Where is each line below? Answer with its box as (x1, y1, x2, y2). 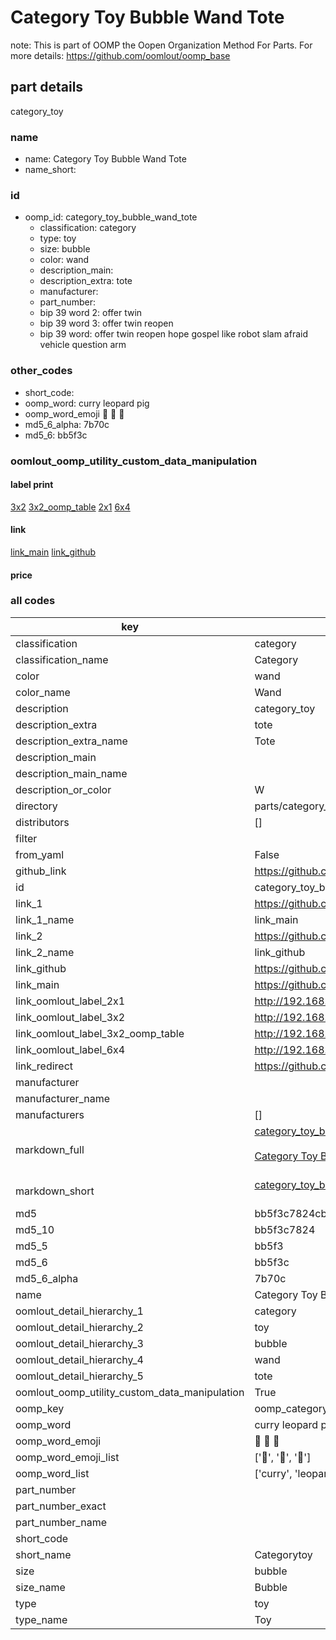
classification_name (15, 652, 109, 666)
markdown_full (15, 1142, 85, 1156)
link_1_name (15, 912, 75, 926)
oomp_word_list (15, 1466, 90, 1480)
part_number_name (15, 1515, 107, 1529)
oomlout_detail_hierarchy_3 (15, 1336, 144, 1350)
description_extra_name (15, 734, 128, 748)
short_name (15, 1547, 72, 1561)
